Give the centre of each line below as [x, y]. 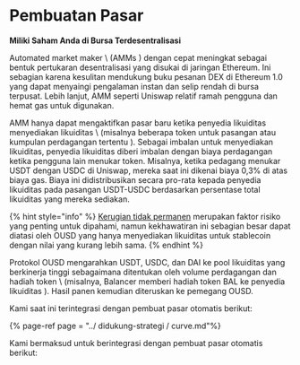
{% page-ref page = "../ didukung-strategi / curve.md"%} [115, 326]
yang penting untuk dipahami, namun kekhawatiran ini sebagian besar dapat [150, 226]
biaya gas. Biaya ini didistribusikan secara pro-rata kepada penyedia [135, 179]
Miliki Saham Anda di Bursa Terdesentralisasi [95, 40]
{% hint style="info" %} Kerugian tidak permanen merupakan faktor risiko [145, 216]
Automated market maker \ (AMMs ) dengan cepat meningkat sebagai [138, 57]
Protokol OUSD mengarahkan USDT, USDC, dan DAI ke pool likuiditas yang [147, 262]
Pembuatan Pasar [77, 16]
